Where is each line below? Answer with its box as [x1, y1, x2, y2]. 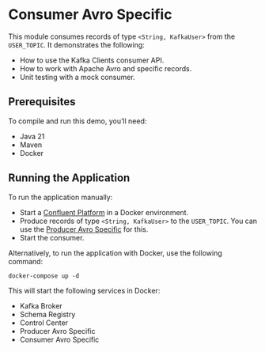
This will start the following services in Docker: [8, 286, 161, 295]
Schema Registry [19, 309, 76, 319]
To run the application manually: [8, 192, 113, 202]
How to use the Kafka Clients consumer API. [19, 55, 165, 65]
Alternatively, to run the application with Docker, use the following [8, 248, 223, 258]
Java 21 [19, 131, 45, 141]
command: [8, 256, 44, 266]
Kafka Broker [19, 301, 63, 310]
